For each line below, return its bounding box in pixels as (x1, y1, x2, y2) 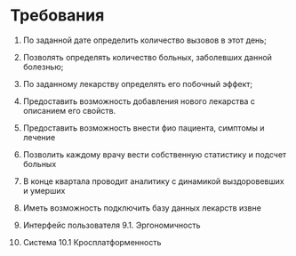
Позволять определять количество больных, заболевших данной (22, 52, 272, 62)
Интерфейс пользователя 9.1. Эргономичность (22, 220, 201, 230)
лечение (22, 132, 56, 142)
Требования (10, 5, 105, 26)
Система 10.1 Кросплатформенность (22, 236, 162, 247)
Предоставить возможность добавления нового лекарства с (22, 95, 256, 107)
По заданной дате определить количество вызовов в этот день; (22, 35, 268, 45)
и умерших (22, 185, 66, 196)
